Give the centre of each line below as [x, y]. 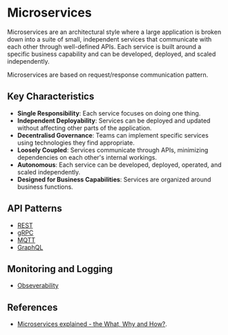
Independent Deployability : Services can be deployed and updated [114, 120]
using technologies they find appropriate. [76, 143]
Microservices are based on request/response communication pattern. [108, 75]
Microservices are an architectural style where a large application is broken [114, 32]
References [32, 307]
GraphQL [30, 247]
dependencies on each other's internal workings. [87, 157]
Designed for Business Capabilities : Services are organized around [114, 179]
